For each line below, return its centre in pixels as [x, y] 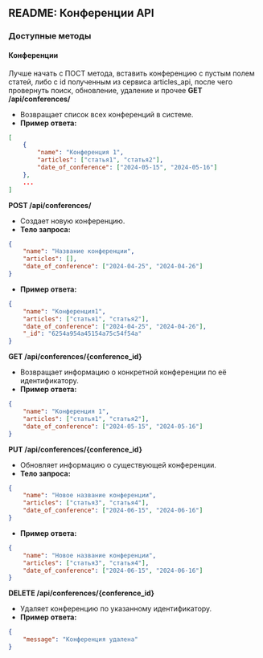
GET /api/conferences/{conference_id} [75, 357]
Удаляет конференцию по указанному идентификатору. [116, 609]
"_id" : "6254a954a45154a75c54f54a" [82, 334]
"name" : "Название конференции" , [79, 251]
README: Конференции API [81, 13]
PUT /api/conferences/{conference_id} [75, 449]
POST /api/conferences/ [50, 205]
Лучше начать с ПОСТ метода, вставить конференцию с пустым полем [131, 73]
